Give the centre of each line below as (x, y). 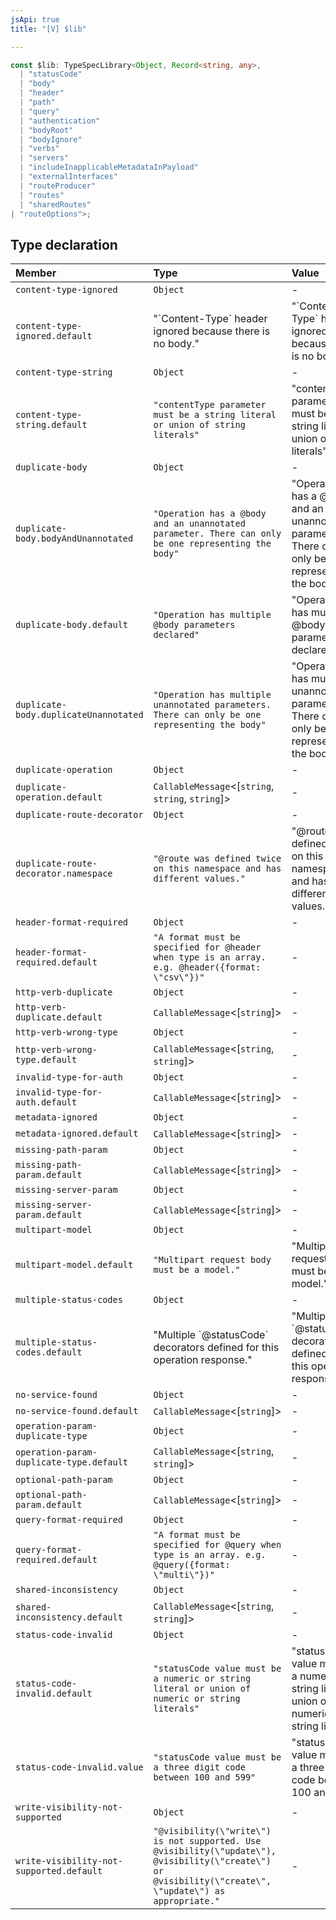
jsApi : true (35, 19)
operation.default (59, 797)
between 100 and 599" (205, 1777)
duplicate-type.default (72, 1462)
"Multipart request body (212, 1260)
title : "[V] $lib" (48, 29)
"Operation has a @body (210, 514)
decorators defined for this (216, 1348)
